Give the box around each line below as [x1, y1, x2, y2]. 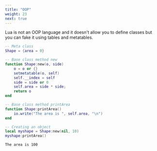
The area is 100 [5, 142, 38, 147]
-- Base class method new [5, 57, 57, 62]
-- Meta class [5, 44, 34, 49]
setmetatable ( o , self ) [14, 71, 60, 76]
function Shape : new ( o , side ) [5, 62, 64, 67]
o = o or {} [14, 66, 38, 71]
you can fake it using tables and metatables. [5, 34, 94, 40]
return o [14, 89, 31, 94]
